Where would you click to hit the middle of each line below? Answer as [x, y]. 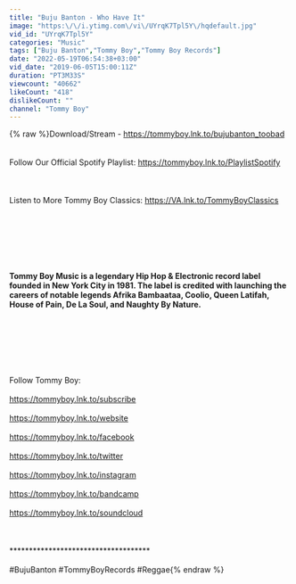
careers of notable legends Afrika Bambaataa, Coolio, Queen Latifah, [140, 295]
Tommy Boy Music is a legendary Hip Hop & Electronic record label [135, 276]
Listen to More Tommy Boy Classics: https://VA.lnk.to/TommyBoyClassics [144, 201]
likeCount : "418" [41, 92]
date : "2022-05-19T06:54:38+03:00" [75, 59]
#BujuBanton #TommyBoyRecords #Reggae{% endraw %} [117, 570]
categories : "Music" [48, 42]
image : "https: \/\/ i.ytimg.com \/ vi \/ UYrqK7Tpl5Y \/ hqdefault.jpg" [133, 26]
